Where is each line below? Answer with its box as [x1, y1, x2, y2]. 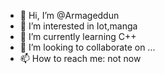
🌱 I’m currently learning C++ [19, 31, 137, 42]
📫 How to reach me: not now [19, 53, 142, 64]
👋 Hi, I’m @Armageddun [19, 10, 120, 21]
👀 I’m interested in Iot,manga [19, 20, 138, 32]
